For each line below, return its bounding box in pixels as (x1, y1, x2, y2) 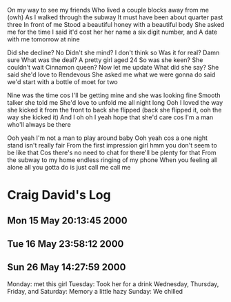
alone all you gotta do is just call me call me (7, 163, 131, 171)
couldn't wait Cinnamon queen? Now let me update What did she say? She (7, 63, 219, 71)
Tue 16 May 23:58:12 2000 (7, 238, 124, 250)
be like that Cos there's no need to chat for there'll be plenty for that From (7, 148, 217, 157)
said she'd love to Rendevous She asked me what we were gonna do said (7, 70, 216, 79)
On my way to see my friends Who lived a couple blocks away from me (7, 6, 209, 14)
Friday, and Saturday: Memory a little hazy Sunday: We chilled (7, 287, 183, 295)
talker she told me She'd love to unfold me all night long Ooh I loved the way (7, 99, 223, 106)
